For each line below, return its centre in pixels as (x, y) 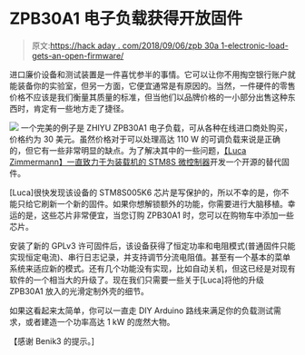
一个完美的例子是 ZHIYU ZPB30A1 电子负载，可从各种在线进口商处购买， (156, 127)
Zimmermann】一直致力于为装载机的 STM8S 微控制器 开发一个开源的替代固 (150, 162)
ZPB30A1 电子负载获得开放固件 (126, 19)
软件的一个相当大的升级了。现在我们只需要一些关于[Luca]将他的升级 (137, 280)
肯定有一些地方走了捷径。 (81, 108)
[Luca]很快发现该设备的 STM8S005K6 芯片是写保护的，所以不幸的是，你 (145, 192)
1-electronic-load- (255, 45)
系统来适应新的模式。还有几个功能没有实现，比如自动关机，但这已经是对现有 (152, 268)
